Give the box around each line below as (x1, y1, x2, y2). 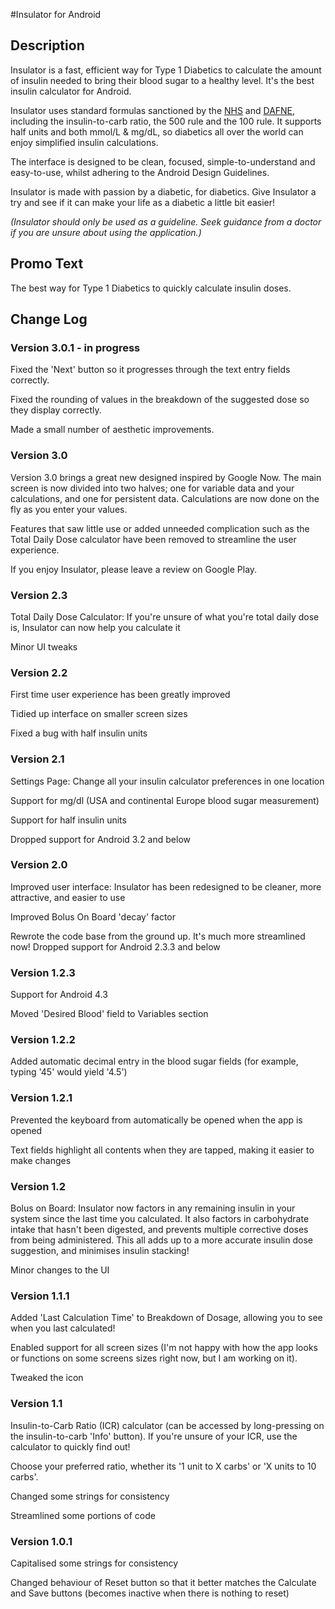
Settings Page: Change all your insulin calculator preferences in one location (10, 775, 325, 787)
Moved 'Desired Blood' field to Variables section (10, 1008, 209, 1020)
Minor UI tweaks (10, 640, 78, 653)
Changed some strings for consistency (10, 1490, 170, 1502)
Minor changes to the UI (10, 1264, 110, 1276)
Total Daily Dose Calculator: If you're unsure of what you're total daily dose (10, 610, 320, 623)
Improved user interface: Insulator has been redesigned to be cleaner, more (10, 880, 322, 893)
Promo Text (10, 255, 84, 273)
